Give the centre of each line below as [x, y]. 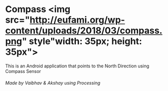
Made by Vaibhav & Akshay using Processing [53, 83]
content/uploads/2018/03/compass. [84, 31]
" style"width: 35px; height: [82, 41]
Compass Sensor [23, 71]
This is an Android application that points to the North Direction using [77, 66]
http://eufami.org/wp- [77, 20]
